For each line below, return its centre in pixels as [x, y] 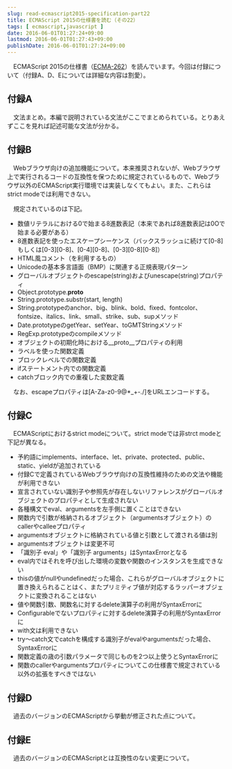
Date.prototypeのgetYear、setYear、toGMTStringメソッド [100, 325]
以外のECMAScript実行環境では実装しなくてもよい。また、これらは [115, 185]
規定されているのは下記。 [50, 208]
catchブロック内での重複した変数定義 [71, 377]
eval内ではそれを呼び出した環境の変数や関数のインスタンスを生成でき [117, 561]
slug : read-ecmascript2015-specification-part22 [79, 14]
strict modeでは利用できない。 [51, 194]
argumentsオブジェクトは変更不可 [66, 544]
